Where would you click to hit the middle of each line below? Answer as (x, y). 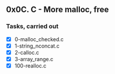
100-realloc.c (30, 65)
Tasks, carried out (32, 26)
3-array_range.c (34, 59)
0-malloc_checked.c (39, 39)
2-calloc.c (27, 52)
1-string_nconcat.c (37, 46)
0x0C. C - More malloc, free (57, 10)
